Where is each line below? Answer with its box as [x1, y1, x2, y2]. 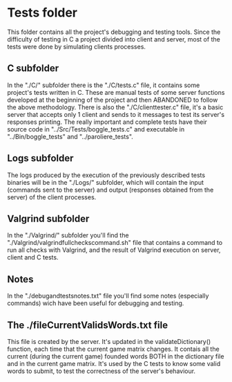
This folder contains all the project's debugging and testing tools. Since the [7, 28, 221, 36]
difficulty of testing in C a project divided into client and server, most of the [7, 35, 221, 43]
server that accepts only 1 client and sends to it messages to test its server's [7, 110, 225, 118]
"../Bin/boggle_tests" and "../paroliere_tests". [7, 132, 133, 140]
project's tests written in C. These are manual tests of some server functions [7, 88, 225, 96]
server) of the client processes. [7, 192, 97, 201]
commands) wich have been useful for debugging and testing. [7, 299, 184, 307]
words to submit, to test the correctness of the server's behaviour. [7, 367, 195, 375]
